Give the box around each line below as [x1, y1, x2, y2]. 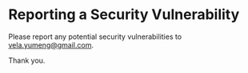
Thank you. [8, 56, 46, 65]
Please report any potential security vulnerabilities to [8, 32, 182, 41]
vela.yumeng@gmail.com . [8, 40, 94, 49]
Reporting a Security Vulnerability [8, 6, 240, 24]
